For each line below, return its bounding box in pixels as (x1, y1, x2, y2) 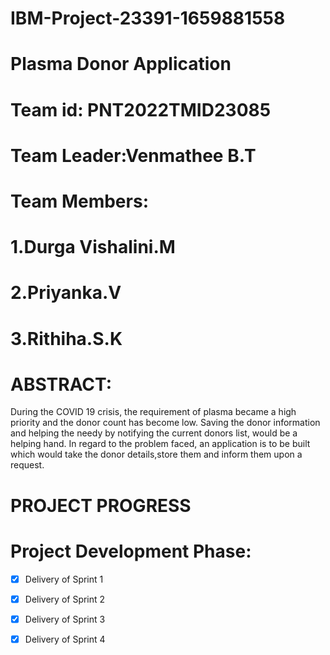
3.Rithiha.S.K (10, 327, 123, 350)
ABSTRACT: (10, 373, 113, 396)
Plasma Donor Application (10, 53, 232, 76)
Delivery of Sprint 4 (24, 633, 106, 645)
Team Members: (10, 190, 149, 212)
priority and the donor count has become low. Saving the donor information (10, 417, 321, 429)
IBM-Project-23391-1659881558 (10, 7, 286, 30)
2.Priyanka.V (10, 282, 122, 304)
